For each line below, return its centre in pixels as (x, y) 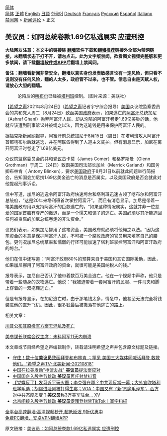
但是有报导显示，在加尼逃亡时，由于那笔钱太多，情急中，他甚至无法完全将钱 (83, 298)
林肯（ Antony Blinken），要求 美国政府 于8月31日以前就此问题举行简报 (84, 171)
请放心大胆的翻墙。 (25, 85)
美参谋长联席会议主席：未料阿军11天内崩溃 (48, 336)
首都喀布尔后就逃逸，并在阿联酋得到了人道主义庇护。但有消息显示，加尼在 (81, 142)
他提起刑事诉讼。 (23, 183)
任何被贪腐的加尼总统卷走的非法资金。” (44, 219)
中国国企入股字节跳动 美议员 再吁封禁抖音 (54, 376)
